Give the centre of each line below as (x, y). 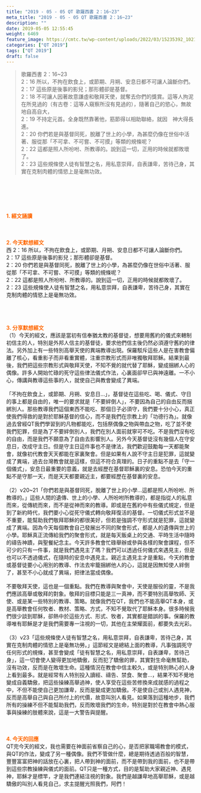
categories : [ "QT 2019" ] (37, 45)
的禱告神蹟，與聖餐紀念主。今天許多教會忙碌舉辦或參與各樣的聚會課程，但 (98, 542)
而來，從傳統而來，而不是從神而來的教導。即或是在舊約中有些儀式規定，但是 (100, 505)
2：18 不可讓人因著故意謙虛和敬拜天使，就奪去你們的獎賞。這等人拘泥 (107, 96)
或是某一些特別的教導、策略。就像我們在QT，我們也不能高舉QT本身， (102, 601)
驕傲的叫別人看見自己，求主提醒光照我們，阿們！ (66, 783)
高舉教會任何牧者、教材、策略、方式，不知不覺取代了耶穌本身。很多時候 (100, 609)
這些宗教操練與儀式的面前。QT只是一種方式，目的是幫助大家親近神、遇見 (101, 768)
